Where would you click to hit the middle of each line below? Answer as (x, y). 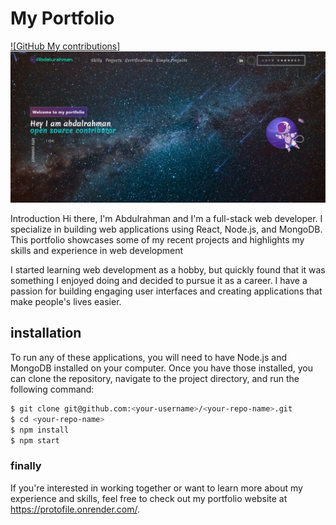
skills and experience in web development (97, 251)
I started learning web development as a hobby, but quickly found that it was (168, 270)
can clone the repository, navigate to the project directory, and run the (155, 378)
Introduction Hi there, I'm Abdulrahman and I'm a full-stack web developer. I (166, 219)
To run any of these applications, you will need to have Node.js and (148, 357)
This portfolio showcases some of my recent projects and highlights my (157, 240)
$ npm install (40, 430)
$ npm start (35, 440)
